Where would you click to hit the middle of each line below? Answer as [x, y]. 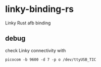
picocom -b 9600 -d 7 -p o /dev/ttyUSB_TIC [51, 60]
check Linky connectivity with [35, 50]
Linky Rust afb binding [28, 23]
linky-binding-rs [40, 9]
